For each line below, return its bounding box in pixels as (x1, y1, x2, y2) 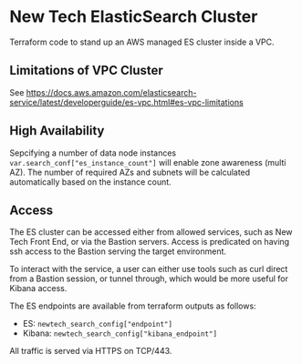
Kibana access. (9, 283, 68, 294)
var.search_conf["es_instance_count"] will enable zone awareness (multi (9, 157, 286, 167)
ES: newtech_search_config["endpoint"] (22, 318, 173, 329)
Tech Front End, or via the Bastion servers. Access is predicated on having (9, 237, 290, 248)
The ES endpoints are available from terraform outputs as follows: (9, 300, 257, 311)
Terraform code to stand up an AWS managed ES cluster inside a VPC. (9, 36, 276, 47)
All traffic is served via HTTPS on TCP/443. (9, 346, 172, 357)
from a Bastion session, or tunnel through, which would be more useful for (9, 273, 289, 284)
